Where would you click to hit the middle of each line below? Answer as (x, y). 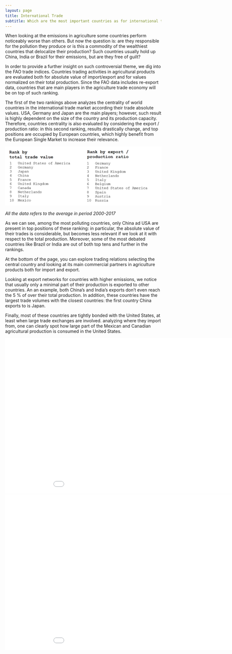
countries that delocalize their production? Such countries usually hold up (81, 52)
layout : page (19, 10)
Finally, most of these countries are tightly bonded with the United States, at (83, 315)
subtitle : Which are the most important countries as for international (82, 21)
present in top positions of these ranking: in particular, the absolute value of (83, 228)
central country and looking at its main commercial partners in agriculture (80, 265)
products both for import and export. (43, 270)
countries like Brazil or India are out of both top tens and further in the (76, 244)
